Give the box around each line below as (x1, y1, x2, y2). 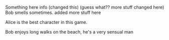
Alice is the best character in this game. (5, 19, 88, 25)
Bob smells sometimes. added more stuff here (5, 9, 101, 15)
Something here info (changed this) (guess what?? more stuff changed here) (5, 4, 164, 10)
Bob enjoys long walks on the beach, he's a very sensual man (5, 29, 134, 34)
